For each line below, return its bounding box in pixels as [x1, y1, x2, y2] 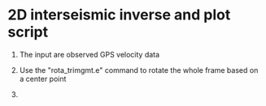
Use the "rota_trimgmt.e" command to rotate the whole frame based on [19, 65, 259, 74]
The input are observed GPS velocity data [19, 49, 160, 59]
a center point [19, 74, 67, 83]
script [7, 23, 49, 41]
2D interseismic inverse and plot [7, 6, 231, 24]
